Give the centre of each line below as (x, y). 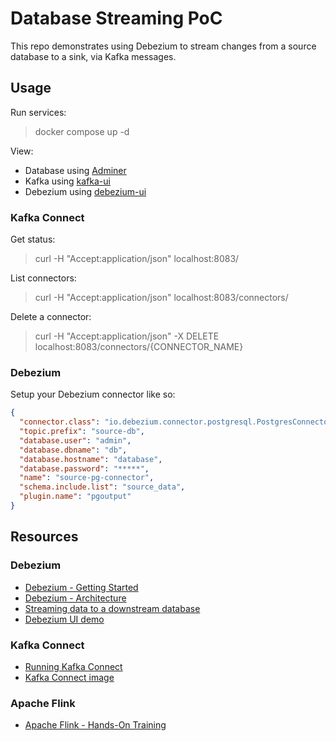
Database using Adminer (75, 170)
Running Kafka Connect (73, 666)
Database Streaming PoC (116, 18)
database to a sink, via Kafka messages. (93, 56)
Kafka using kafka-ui (67, 181)
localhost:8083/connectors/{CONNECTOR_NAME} (139, 347)
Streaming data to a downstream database (112, 608)
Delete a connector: (51, 317)
